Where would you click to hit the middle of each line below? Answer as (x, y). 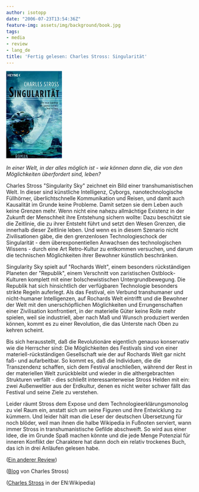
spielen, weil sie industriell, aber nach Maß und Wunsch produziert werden (98, 317)
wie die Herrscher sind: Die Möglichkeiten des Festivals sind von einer (92, 348)
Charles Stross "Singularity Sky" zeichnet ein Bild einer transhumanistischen (100, 185)
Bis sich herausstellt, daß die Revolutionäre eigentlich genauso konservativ (98, 341)
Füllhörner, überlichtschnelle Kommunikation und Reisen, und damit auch (95, 198)
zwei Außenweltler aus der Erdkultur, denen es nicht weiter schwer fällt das (99, 386)
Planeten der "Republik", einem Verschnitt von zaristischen (78, 273)
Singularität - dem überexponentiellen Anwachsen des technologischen (94, 242)
